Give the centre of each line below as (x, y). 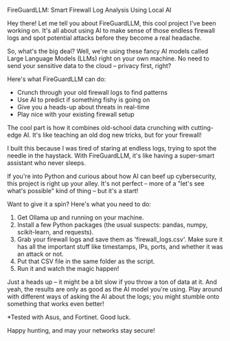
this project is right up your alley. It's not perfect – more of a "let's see (106, 184)
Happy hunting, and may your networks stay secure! (81, 330)
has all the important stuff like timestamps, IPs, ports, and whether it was (120, 246)
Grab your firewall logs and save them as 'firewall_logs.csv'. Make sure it (120, 239)
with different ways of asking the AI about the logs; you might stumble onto (113, 296)
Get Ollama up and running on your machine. (80, 217)
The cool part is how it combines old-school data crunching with (99, 128)
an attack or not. (40, 254)
